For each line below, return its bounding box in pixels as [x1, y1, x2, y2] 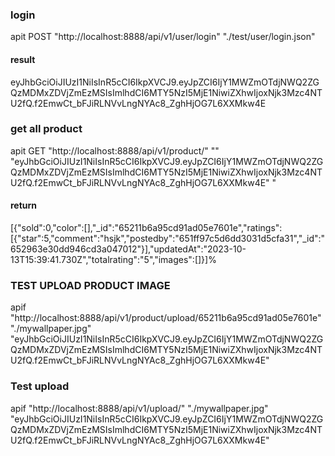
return [10, 199, 38, 212]
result [10, 53, 36, 65]
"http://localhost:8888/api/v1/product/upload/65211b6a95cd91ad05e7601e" [10, 312, 322, 324]
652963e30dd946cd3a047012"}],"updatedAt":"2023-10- [10, 243, 247, 255]
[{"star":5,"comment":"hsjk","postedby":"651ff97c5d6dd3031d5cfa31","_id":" [10, 233, 326, 244]
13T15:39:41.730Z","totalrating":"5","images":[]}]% [10, 254, 217, 265]
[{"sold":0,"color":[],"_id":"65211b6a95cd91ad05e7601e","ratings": [10, 222, 283, 233]
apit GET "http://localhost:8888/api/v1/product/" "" [10, 144, 220, 157]
